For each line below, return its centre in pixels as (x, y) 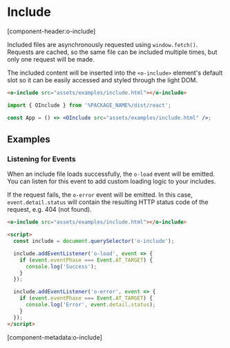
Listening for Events (41, 158)
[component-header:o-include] (51, 31)
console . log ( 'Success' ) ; (61, 266)
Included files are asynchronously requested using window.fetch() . (103, 44)
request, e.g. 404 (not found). (49, 210)
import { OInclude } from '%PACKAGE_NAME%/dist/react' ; (89, 105)
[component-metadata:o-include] (55, 337)
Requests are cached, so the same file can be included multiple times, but (112, 52)
